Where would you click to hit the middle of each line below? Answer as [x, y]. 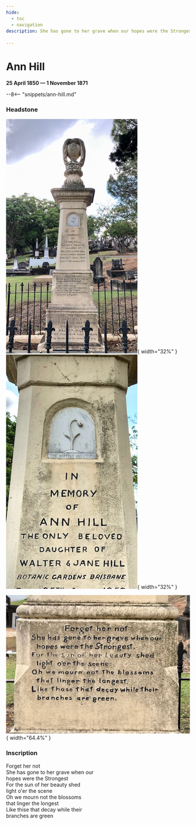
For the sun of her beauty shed [43, 785]
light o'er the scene [29, 790]
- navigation [27, 25]
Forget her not [23, 766]
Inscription [22, 753]
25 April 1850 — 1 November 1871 [47, 83]
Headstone [22, 110]
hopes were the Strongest [37, 778]
